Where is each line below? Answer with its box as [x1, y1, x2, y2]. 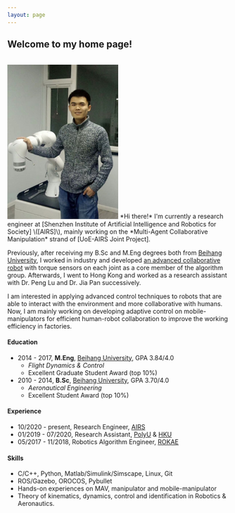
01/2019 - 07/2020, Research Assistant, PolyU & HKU [17, 430, 172, 438]
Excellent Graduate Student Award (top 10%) [27, 368, 158, 376]
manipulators [7, 314, 46, 323]
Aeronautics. [17, 500, 55, 508]
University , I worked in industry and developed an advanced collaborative [7, 255, 221, 264]
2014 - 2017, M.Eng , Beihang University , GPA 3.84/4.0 [17, 353, 174, 362]
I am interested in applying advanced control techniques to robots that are [7, 292, 222, 300]
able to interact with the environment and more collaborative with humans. [7, 299, 223, 308]
